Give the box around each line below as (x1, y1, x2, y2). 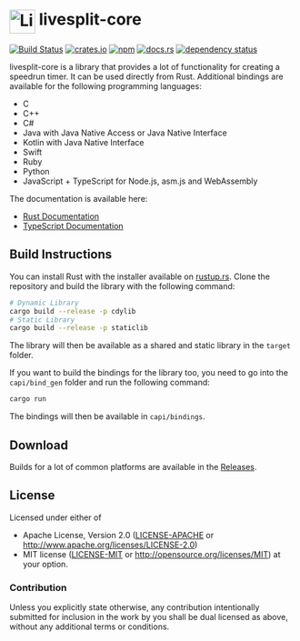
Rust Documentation (22, 210, 100, 222)
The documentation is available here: (9, 193, 148, 204)
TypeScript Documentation (22, 220, 125, 231)
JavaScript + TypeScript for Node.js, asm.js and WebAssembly (22, 175, 258, 186)
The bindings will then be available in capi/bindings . (9, 411, 206, 422)
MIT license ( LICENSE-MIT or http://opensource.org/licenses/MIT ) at (22, 548, 281, 559)
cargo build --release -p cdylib (9, 306, 136, 315)
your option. (22, 558, 68, 569)
